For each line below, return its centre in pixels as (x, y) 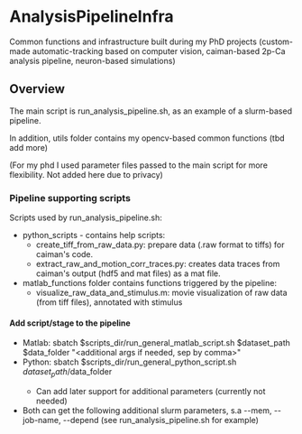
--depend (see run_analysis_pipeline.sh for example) (161, 420)
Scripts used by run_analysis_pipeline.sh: (86, 217)
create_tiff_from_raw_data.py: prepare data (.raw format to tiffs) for (160, 245)
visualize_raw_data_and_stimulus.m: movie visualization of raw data (161, 293)
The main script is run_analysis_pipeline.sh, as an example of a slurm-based (151, 111)
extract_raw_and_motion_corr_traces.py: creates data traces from (158, 264)
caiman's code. (64, 254)
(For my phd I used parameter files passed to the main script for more (139, 165)
